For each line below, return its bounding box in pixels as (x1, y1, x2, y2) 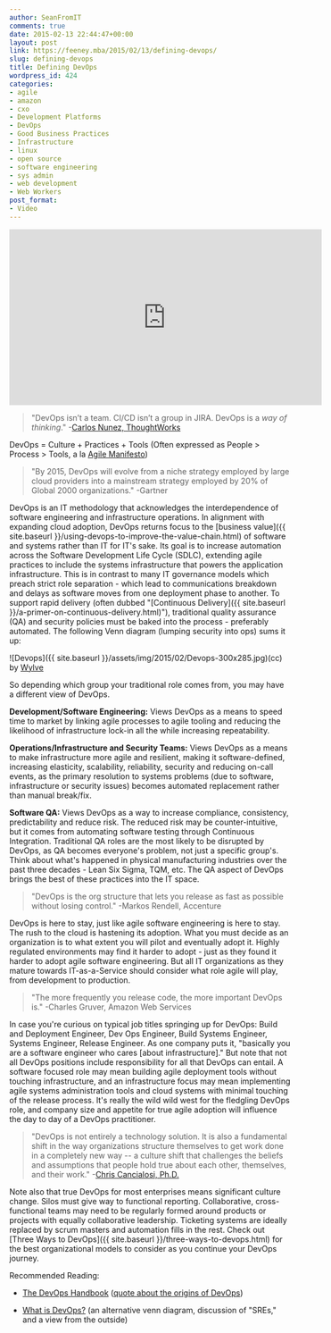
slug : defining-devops (9, 54, 94, 63)
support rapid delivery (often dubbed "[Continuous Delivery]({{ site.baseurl (9, 597, 285, 608)
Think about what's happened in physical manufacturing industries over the (9, 854, 287, 865)
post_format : (9, 196, 58, 205)
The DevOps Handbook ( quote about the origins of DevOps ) (21, 1287, 244, 1298)
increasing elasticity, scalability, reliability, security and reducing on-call (9, 761, 274, 772)
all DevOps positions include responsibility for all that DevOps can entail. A (9, 1056, 284, 1068)
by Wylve (9, 662, 45, 673)
